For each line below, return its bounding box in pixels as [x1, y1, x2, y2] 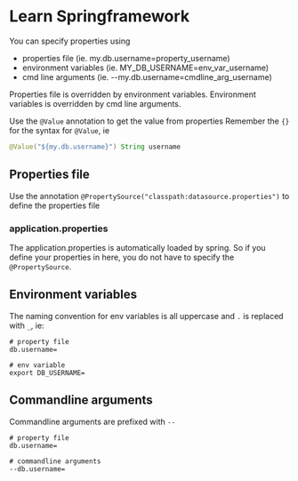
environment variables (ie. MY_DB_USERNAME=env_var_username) [21, 62, 270, 73]
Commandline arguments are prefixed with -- [9, 416, 176, 427]
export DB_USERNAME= [9, 368, 86, 377]
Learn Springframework [9, 6, 189, 27]
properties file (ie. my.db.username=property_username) [21, 52, 230, 63]
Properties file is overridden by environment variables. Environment [9, 89, 256, 100]
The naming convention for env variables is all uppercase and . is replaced [9, 310, 284, 321]
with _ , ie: [9, 320, 44, 331]
